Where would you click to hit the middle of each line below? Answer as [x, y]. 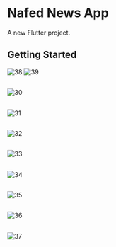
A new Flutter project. [39, 33]
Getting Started [42, 55]
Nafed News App [58, 13]
